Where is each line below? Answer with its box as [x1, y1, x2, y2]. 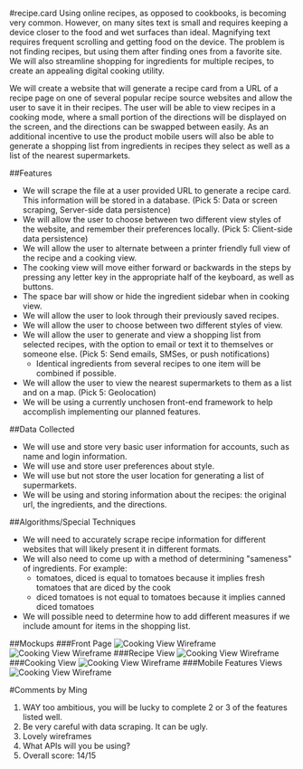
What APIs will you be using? [22, 741, 131, 751]
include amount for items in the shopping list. [22, 621, 192, 631]
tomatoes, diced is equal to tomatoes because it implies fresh [35, 573, 265, 583]
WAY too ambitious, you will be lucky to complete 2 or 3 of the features [22, 702, 288, 713]
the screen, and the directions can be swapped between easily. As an [9, 121, 270, 132]
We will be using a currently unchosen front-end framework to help [22, 397, 273, 407]
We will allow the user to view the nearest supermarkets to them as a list [22, 377, 292, 388]
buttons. [22, 281, 54, 292]
